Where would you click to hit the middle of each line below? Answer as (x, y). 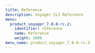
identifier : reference (39, 29)
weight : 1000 (28, 38)
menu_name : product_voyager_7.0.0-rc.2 (48, 43)
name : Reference (32, 33)
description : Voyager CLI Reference (44, 15)
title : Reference (24, 10)
